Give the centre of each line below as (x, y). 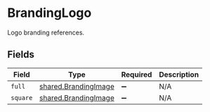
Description (179, 74)
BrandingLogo (50, 13)
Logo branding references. (46, 32)
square (22, 98)
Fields (21, 55)
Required (137, 74)
